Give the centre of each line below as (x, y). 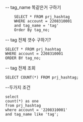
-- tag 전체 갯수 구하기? (28, 40)
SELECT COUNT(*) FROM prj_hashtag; (42, 77)
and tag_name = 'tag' (36, 25)
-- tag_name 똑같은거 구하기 (33, 7)
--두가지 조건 (18, 87)
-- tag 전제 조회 (20, 68)
